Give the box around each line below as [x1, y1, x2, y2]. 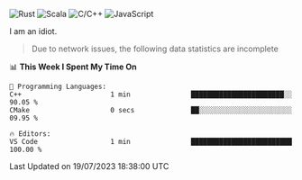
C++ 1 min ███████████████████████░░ [9, 90, 293, 99]
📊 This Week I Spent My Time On [9, 61, 137, 72]
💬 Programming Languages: [9, 82, 106, 91]
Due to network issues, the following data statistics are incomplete [31, 43, 279, 54]
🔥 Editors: [9, 130, 51, 139]
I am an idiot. [9, 26, 58, 36]
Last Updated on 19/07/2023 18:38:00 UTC [9, 161, 169, 171]
